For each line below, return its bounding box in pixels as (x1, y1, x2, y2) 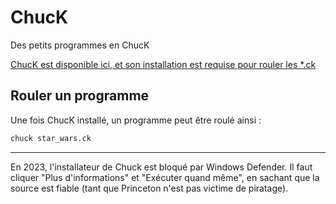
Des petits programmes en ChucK (10, 39, 150, 51)
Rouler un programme (10, 87, 150, 105)
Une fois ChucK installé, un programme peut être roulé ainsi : (10, 114, 262, 126)
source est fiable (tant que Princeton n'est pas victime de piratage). (10, 182, 289, 194)
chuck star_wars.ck (10, 133, 92, 143)
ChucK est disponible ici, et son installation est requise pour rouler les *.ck (10, 58, 317, 70)
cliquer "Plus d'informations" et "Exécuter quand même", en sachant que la (10, 171, 320, 183)
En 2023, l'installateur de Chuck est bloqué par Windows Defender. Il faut (10, 161, 313, 173)
